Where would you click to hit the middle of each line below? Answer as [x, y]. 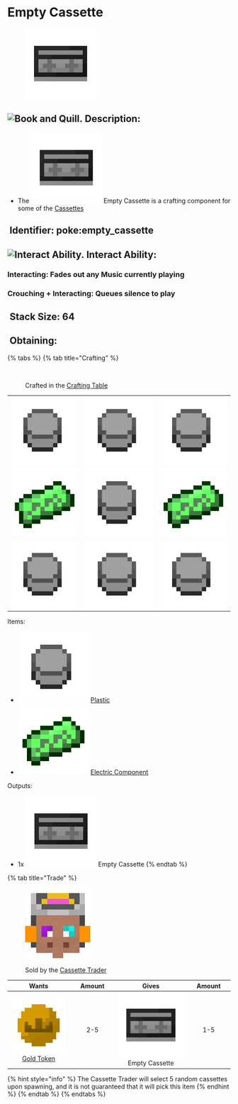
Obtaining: [34, 341]
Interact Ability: [121, 255]
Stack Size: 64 [42, 316]
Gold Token [39, 1058]
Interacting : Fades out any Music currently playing [96, 275]
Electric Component [119, 772]
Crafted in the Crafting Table [67, 385]
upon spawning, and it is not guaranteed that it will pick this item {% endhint [118, 1086]
